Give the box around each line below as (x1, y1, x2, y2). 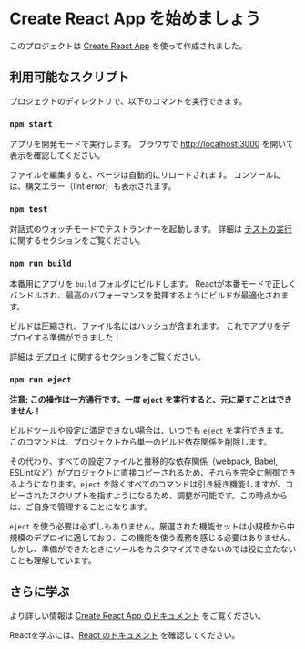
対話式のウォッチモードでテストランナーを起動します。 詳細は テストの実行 (9, 224, 293, 235)
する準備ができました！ (33, 331, 121, 342)
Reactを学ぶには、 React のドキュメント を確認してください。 (9, 629, 240, 640)
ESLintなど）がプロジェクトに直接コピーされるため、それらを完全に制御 (9, 466, 280, 477)
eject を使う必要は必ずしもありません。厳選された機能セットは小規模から (9, 520, 288, 531)
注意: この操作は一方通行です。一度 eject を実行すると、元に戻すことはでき (9, 393, 293, 404)
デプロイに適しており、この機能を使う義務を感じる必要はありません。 (33, 531, 296, 543)
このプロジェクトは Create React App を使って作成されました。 (9, 40, 248, 51)
